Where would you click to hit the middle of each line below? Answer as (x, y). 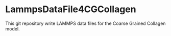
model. (13, 28)
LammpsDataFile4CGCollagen (71, 9)
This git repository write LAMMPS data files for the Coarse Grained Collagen (86, 23)
